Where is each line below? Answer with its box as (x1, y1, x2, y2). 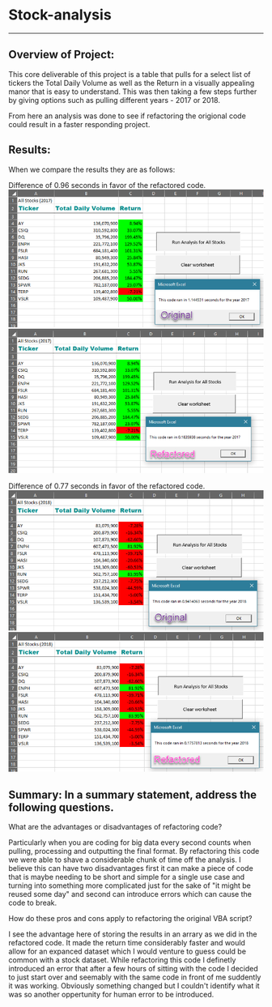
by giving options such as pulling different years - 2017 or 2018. (8, 95, 221, 105)
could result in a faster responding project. (8, 119, 151, 129)
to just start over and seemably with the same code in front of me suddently (8, 972, 261, 982)
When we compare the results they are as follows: (8, 164, 176, 174)
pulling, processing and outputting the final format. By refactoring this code (8, 847, 260, 856)
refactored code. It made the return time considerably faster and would (8, 938, 245, 948)
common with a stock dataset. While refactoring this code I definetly (8, 955, 236, 965)
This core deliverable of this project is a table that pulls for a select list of (8, 69, 251, 79)
